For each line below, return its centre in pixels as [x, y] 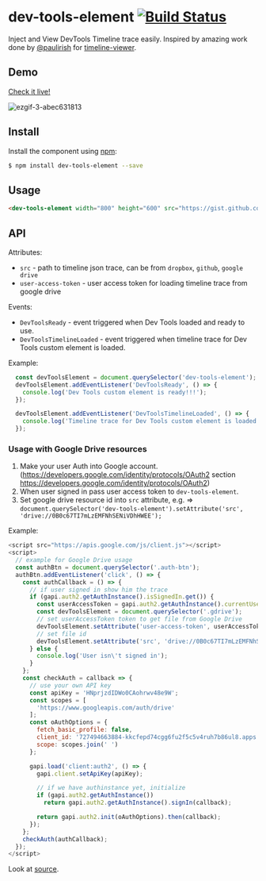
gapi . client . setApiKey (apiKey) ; [90, 774]
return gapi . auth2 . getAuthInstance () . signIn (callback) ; [137, 803]
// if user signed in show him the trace [99, 590]
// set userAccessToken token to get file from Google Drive [140, 619]
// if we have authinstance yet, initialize [111, 788]
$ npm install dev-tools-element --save [76, 165]
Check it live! [29, 91]
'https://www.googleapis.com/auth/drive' [106, 708]
